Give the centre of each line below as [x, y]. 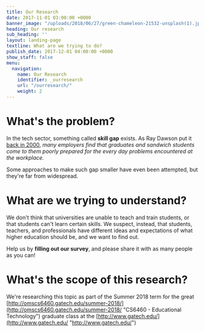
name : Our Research [42, 74]
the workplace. [25, 157]
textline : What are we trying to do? [54, 46]
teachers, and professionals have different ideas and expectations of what [100, 230]
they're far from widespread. [42, 176]
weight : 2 [30, 91]
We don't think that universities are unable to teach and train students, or [98, 217]
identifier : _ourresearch [50, 80]
